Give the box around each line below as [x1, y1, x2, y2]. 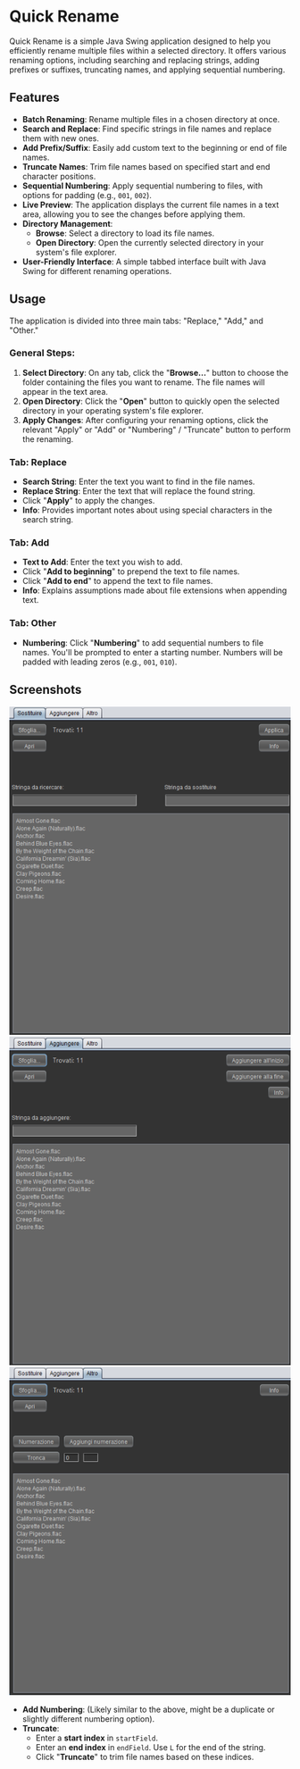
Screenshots [9, 682, 82, 697]
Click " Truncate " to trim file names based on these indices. [35, 1751, 254, 1762]
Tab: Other [9, 617, 57, 630]
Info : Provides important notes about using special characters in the [21, 505, 272, 515]
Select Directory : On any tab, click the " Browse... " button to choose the [21, 367, 288, 378]
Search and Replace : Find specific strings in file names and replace [21, 123, 272, 134]
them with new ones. [21, 132, 100, 144]
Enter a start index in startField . [35, 1732, 159, 1743]
